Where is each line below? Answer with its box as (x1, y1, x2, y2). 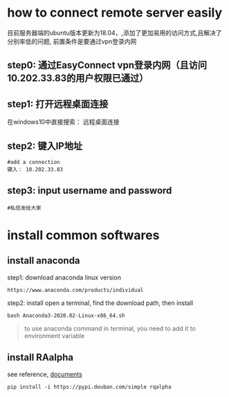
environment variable (24, 331, 85, 340)
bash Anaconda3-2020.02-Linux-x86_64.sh (7, 312, 126, 319)
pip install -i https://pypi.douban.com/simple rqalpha (7, 383, 172, 390)
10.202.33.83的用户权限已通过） (7, 73, 149, 84)
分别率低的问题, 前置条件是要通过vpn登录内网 (7, 37, 137, 46)
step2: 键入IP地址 (7, 140, 83, 151)
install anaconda (7, 255, 81, 267)
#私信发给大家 (7, 204, 42, 212)
